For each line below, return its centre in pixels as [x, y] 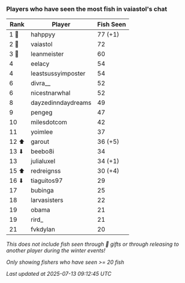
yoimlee [42, 132]
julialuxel [43, 161]
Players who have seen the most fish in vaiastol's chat [87, 9]
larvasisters [47, 200]
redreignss [46, 171]
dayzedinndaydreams [61, 103]
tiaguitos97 [47, 180]
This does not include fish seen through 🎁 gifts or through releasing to [93, 244]
